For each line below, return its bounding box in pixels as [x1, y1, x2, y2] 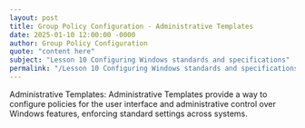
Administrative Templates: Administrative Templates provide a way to [9, 88, 268, 100]
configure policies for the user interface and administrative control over [9, 98, 277, 109]
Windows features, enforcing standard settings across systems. [9, 108, 248, 119]
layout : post [9, 13, 59, 23]
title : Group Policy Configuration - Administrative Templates [9, 22, 254, 31]
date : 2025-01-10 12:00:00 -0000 [9, 30, 136, 39]
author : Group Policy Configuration [9, 38, 148, 48]
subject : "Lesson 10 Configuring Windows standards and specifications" [9, 55, 290, 64]
